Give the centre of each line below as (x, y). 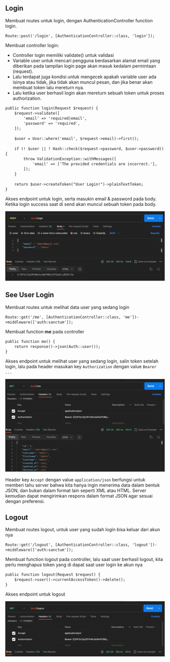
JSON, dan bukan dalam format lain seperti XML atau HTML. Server (76, 491)
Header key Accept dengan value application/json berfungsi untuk (75, 480)
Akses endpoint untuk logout (35, 594)
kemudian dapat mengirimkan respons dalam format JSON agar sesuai (79, 496)
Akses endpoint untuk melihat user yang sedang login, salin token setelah (82, 361)
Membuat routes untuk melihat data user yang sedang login (68, 307)
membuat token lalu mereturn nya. (48, 87)
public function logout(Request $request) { (53, 575)
